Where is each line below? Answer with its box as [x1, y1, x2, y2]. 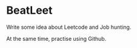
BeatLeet [6, 4, 53, 17]
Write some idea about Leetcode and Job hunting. [6, 23, 132, 31]
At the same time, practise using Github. [6, 35, 107, 42]
